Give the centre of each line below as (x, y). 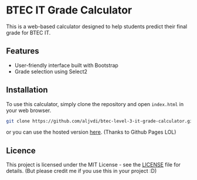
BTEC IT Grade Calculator (69, 10)
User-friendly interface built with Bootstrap (66, 65)
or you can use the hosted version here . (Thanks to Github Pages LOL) (91, 132)
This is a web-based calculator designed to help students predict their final (97, 26)
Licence (21, 150)
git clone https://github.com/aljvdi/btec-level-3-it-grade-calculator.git (101, 121)
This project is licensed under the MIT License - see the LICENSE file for (93, 165)
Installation (27, 90)
